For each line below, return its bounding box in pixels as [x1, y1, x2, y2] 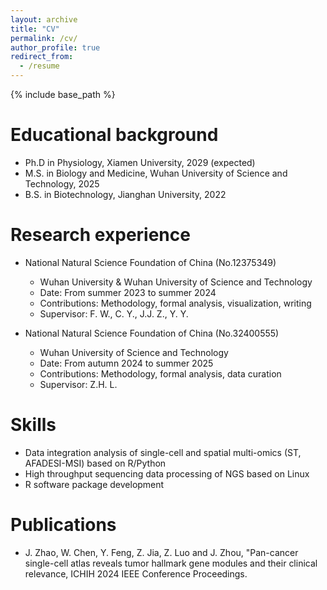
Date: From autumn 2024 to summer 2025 [39, 357, 214, 369]
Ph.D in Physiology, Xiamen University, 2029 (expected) [24, 156, 256, 168]
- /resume [19, 61, 60, 71]
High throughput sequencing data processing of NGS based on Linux [24, 467, 310, 480]
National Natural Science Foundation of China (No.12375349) [24, 256, 277, 268]
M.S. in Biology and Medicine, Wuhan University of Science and [24, 167, 288, 179]
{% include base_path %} [10, 89, 116, 100]
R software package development [24, 478, 165, 490]
